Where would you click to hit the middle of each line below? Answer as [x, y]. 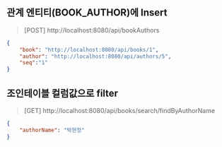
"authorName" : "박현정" [52, 130]
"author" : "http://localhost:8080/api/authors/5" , [95, 56]
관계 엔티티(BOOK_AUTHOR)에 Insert [87, 13]
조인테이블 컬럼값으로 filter [62, 93]
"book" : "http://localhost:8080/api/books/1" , [89, 49]
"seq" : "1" [34, 63]
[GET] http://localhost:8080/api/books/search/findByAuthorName [119, 111]
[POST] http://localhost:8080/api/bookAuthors [92, 30]
